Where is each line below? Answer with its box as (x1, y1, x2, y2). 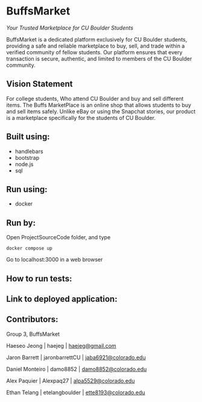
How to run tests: (6, 273, 72, 284)
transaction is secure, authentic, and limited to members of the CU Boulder (6, 55, 192, 62)
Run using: (6, 184, 48, 194)
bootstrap (14, 154, 40, 161)
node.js (14, 160, 34, 168)
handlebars (14, 148, 43, 155)
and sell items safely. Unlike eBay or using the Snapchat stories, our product (6, 107, 196, 115)
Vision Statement (6, 79, 73, 89)
